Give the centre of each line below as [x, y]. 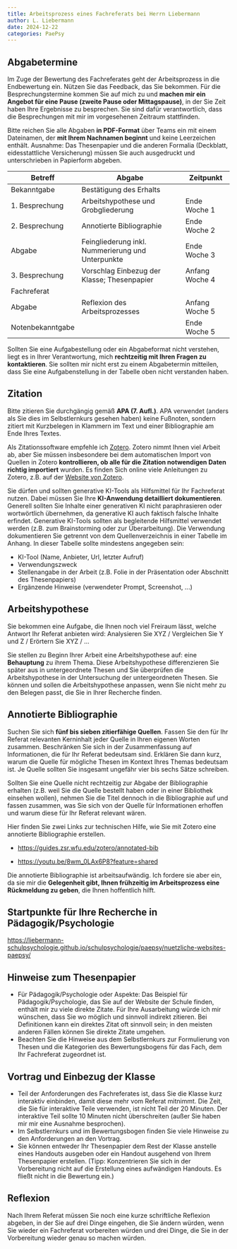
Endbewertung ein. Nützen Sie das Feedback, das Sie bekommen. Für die [114, 87]
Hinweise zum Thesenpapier [72, 978]
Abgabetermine [43, 62]
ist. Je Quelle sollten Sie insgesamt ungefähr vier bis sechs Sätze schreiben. [118, 769]
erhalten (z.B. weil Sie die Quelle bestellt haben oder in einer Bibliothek [110, 790]
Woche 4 [200, 280]
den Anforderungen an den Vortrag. [69, 1138]
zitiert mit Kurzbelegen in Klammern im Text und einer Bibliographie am [111, 426]
